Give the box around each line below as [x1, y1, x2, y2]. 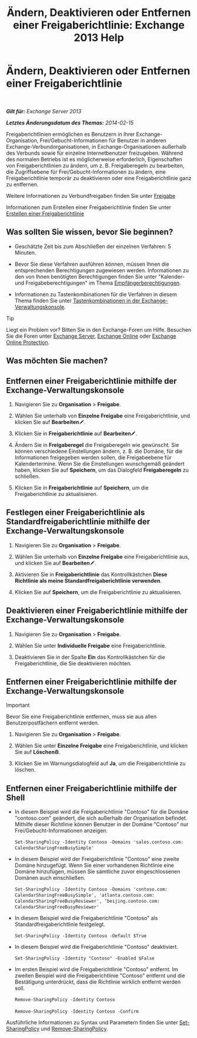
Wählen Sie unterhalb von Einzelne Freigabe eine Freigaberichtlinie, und [14, 412, 190, 419]
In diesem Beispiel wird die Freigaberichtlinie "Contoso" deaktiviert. [14, 944, 178, 951]
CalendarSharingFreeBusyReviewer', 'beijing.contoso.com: [14, 898, 160, 905]
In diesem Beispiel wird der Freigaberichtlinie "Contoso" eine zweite [14, 856, 179, 863]
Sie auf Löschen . [14, 749, 61, 756]
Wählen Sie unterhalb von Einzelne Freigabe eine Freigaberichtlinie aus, [14, 553, 190, 560]
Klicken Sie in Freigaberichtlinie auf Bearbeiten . [14, 430, 138, 437]
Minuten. [14, 249, 36, 256]
